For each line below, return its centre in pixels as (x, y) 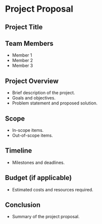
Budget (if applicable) (38, 178)
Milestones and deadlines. (38, 163)
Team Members (29, 43)
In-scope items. (28, 130)
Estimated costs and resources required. (53, 189)
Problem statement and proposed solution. (55, 103)
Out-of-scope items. (33, 136)
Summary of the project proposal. (46, 217)
